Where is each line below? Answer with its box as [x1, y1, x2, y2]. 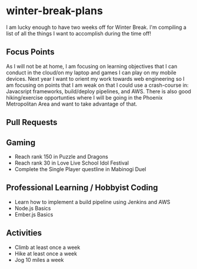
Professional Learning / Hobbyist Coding [6, 183, 158, 193]
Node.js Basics [14, 205, 51, 212]
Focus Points [6, 47, 55, 57]
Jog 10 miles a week [14, 256, 64, 263]
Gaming [6, 137, 36, 147]
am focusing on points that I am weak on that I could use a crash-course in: [6, 81, 189, 88]
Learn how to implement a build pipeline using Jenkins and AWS [14, 198, 171, 205]
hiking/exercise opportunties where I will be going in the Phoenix [6, 94, 163, 101]
